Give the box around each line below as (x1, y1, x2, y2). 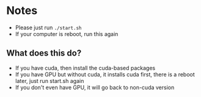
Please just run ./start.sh (15, 24, 82, 31)
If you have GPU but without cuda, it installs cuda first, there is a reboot (15, 71, 196, 78)
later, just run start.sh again (15, 77, 84, 84)
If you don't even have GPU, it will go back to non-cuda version (15, 84, 175, 91)
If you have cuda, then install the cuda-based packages (15, 64, 156, 71)
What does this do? (6, 48, 82, 59)
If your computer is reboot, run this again (15, 30, 119, 37)
